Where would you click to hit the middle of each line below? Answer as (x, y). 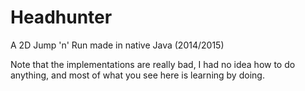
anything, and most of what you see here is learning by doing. (137, 75)
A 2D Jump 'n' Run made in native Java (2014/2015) (117, 45)
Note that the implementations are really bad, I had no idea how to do (153, 64)
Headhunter (61, 17)
